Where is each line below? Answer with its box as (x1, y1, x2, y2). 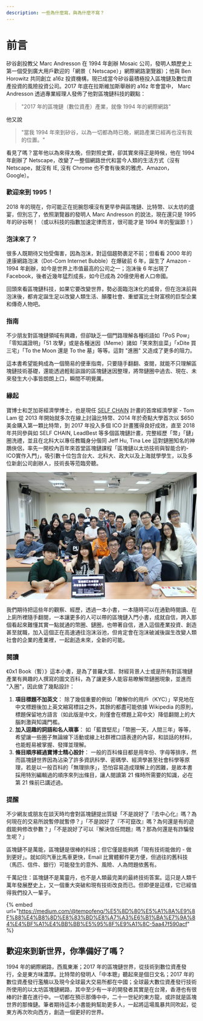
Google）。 (6, 171, 33, 179)
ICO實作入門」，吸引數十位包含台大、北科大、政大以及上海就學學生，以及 (6, 451, 188, 459)
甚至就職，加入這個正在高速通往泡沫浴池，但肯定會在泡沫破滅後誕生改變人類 (6, 628, 197, 635)
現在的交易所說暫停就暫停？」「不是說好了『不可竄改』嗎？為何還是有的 (11, 818, 189, 826)
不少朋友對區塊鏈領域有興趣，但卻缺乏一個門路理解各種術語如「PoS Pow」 (6, 332, 193, 339)
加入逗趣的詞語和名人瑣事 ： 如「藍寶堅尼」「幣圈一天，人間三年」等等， (14, 726, 195, 734)
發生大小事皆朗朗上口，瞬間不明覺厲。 (11, 375, 107, 382)
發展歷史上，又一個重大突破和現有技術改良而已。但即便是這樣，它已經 (16, 881, 192, 889)
